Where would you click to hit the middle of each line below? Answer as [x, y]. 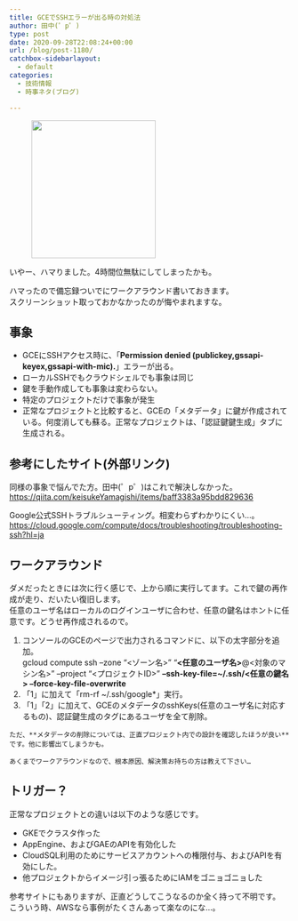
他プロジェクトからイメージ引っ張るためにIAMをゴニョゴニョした [142, 877]
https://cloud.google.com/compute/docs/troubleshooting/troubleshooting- [146, 525]
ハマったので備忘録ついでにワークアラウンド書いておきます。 [121, 291]
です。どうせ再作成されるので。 [75, 621]
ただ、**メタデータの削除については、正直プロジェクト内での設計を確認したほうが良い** [149, 734]
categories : [31, 76]
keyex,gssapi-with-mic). [69, 366]
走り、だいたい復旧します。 [75, 599]
